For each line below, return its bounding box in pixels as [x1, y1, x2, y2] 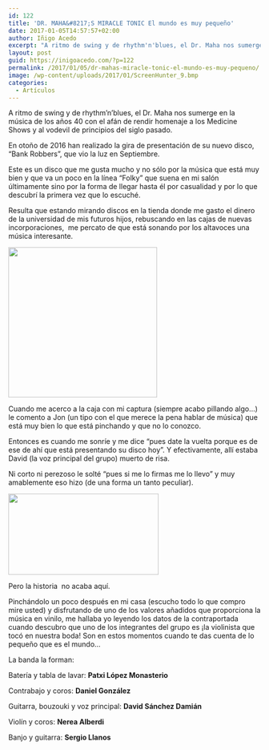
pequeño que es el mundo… [8, 639, 102, 649]
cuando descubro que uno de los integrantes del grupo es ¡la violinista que [8, 623, 255, 632]
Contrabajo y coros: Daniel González [8, 686, 130, 696]
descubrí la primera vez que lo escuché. [8, 190, 141, 200]
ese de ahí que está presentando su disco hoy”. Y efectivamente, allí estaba [8, 446, 259, 455]
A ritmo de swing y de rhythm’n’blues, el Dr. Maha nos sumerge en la [8, 108, 235, 118]
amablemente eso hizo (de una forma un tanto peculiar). [8, 478, 194, 487]
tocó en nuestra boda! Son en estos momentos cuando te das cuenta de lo [8, 631, 255, 641]
